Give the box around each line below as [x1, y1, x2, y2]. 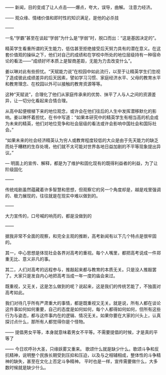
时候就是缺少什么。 [9, 365, 48, 371]
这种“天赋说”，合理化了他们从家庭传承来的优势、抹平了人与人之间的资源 [5, 91, 152, 97]
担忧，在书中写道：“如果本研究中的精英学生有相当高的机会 [35, 115, 155, 120]
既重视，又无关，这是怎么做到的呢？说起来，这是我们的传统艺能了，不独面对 [5, 283, 161, 289]
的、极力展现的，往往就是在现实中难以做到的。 [5, 193, 100, 198]
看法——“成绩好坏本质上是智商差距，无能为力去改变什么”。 [13, 58, 135, 63]
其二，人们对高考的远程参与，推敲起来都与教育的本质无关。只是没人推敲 [5, 267, 152, 272]
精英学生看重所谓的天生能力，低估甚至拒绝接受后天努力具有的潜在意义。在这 [5, 46, 161, 51]
